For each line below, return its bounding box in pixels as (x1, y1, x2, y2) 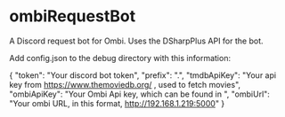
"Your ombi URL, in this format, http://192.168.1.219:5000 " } (9, 97, 225, 108)
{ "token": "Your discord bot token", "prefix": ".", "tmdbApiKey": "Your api (9, 69, 277, 81)
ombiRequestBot (9, 6, 136, 27)
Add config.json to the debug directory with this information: (9, 52, 232, 63)
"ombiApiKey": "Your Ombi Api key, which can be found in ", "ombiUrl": (9, 89, 270, 99)
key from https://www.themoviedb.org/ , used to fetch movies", (9, 79, 241, 90)
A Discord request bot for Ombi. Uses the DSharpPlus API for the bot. (9, 35, 264, 46)
